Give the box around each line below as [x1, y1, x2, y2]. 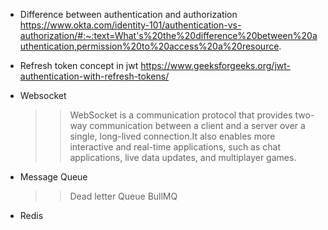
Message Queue [19, 171, 88, 183]
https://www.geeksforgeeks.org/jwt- [140, 60, 291, 71]
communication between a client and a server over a [89, 120, 306, 131]
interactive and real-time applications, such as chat [69, 141, 282, 153]
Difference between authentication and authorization [19, 9, 238, 20]
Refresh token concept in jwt [19, 60, 139, 71]
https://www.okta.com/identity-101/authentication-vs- [19, 19, 242, 31]
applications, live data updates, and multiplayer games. [69, 152, 297, 163]
